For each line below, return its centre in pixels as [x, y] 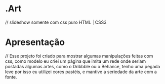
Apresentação [35, 42]
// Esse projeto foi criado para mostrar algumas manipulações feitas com [79, 56]
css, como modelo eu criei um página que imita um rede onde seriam [76, 61]
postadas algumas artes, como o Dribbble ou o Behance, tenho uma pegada [83, 66]
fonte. [11, 77]
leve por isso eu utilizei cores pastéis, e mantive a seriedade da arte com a [81, 72]
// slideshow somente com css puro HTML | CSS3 [56, 22]
